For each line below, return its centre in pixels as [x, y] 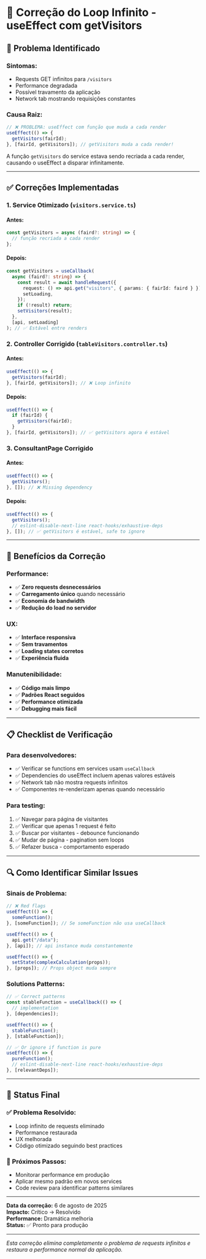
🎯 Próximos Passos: [36, 1161]
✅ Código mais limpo [43, 688]
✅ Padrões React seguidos [50, 695]
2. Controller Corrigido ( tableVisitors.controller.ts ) [87, 344]
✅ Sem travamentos [41, 645]
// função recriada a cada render [56, 239]
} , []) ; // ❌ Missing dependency [49, 487]
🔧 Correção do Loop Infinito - [81, 13]
